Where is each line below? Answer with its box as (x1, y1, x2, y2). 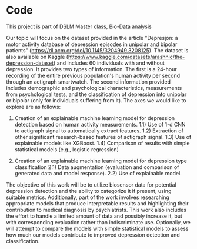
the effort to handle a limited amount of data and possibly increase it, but (6, 213, 182, 220)
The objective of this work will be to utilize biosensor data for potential (6, 181, 176, 188)
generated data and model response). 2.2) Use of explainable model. (14, 170, 182, 177)
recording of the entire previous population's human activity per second (6, 72, 181, 79)
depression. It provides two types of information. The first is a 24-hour (6, 65, 178, 72)
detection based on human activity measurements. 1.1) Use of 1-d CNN (14, 121, 186, 128)
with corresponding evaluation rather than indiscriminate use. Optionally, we (6, 218, 191, 225)
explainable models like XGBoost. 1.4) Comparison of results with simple (14, 140, 190, 147)
